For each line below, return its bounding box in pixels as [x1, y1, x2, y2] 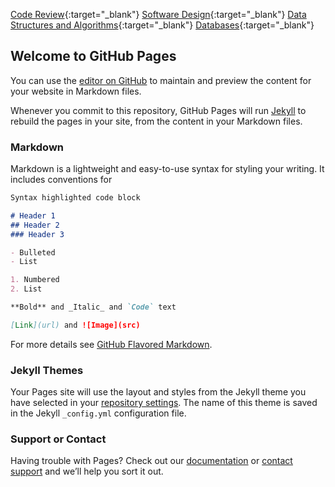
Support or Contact [10, 432, 107, 446]
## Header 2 [10, 220, 60, 230]
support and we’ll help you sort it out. [10, 465, 164, 478]
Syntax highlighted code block [10, 193, 141, 203]
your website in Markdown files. [10, 85, 142, 97]
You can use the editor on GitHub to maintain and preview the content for [10, 74, 312, 86]
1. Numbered [10, 275, 60, 285]
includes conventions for [10, 174, 113, 186]
